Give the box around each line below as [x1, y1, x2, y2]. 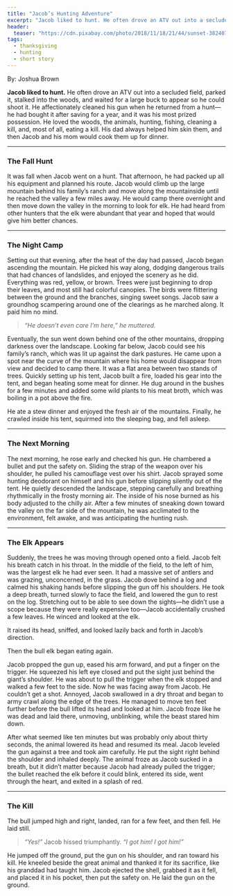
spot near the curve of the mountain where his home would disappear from [7, 357, 222, 365]
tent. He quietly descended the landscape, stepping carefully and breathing [7, 484, 223, 493]
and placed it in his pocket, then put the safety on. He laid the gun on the [7, 874, 216, 882]
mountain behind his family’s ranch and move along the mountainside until [7, 187, 219, 195]
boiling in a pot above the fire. [7, 394, 92, 402]
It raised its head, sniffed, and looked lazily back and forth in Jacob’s [7, 625, 203, 634]
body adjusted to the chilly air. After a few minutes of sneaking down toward [7, 499, 225, 507]
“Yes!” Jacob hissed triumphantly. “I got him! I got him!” [24, 838, 184, 846]
